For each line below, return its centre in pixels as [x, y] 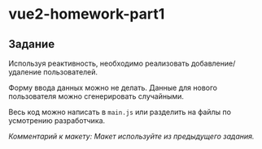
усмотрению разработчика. [57, 121]
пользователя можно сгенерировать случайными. [96, 96]
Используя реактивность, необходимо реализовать [99, 63]
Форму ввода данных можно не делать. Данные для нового [113, 87]
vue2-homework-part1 [87, 14]
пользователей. [71, 72]
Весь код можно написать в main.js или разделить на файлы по [120, 112]
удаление [25, 72]
